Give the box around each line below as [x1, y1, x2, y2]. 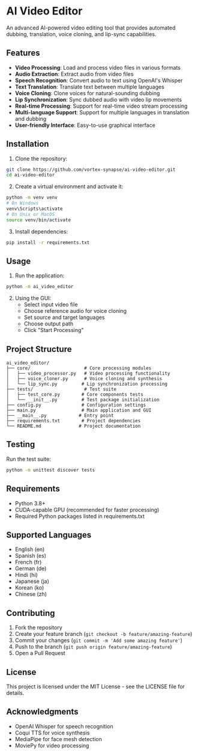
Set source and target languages [23, 314, 105, 321]
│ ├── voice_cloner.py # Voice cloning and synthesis [6, 376, 163, 382]
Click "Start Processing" [23, 327, 84, 334]
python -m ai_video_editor [6, 284, 74, 290]
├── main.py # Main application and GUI [6, 407, 152, 413]
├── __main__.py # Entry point [6, 413, 114, 419]
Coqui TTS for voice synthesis [14, 729, 90, 736]
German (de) [14, 565, 47, 572]
